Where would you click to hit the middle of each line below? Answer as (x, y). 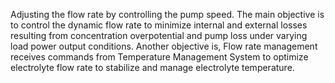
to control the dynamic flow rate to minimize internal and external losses (159, 25)
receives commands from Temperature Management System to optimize (159, 57)
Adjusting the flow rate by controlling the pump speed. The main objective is (167, 14)
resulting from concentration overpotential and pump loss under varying (159, 35)
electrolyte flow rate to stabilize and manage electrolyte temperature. (152, 67)
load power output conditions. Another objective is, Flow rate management (164, 46)
